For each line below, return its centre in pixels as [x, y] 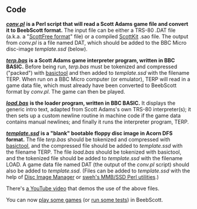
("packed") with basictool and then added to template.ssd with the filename [98, 72]
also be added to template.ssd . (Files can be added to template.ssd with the [98, 171]
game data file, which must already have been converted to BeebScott [91, 85]
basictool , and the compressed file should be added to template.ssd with [94, 145]
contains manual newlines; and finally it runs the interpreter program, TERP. [98, 122]
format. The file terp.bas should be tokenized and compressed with [88, 139]
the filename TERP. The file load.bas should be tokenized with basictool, [94, 152]
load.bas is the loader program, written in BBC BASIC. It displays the [91, 103]
